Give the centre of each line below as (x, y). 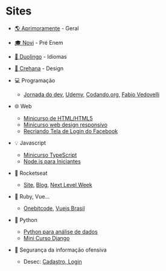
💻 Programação (35, 80)
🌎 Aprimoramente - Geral (46, 28)
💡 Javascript (30, 143)
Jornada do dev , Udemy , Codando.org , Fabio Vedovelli (91, 94)
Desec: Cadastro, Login (53, 261)
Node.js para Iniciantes (52, 161)
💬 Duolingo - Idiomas (40, 56)
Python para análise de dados (60, 232)
